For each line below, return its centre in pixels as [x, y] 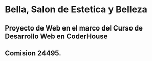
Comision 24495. [33, 53]
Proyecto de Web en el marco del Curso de [74, 28]
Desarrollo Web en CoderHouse [56, 36]
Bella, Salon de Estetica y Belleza [76, 9]
